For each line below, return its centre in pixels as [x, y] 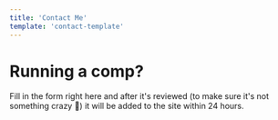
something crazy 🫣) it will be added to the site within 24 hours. [127, 106]
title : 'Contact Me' [49, 18]
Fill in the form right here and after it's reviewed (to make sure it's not [139, 96]
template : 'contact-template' [67, 26]
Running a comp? [77, 71]
